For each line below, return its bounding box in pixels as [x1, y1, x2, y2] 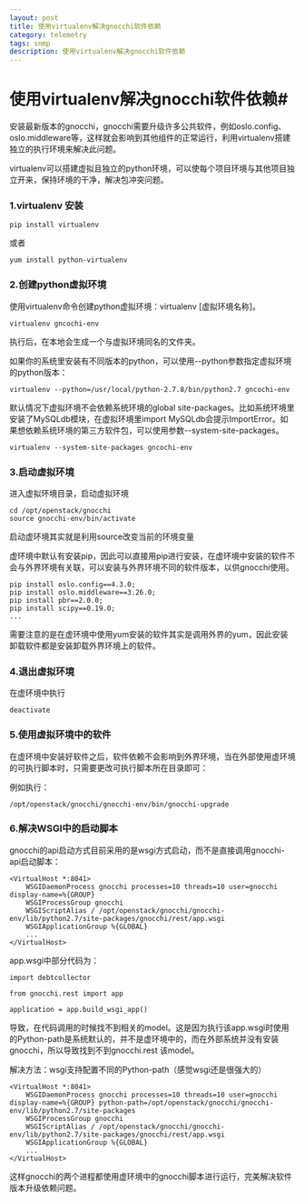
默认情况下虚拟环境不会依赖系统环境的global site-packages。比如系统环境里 [9, 402, 295, 413]
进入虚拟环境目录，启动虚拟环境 [9, 487, 129, 498]
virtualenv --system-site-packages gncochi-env [9, 443, 193, 452]
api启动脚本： [9, 856, 61, 866]
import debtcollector [9, 973, 92, 982]
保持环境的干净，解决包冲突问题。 [40, 175, 169, 185]
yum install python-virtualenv [9, 255, 128, 265]
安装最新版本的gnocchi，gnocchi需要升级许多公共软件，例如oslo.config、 [9, 121, 287, 132]
